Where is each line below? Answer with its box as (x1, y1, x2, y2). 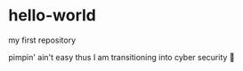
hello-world (8, 5, 97, 26)
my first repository (8, 35, 77, 45)
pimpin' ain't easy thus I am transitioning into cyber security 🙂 (8, 51, 235, 62)
